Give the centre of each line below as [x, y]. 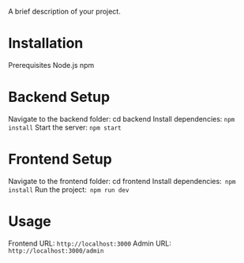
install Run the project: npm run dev [69, 190]
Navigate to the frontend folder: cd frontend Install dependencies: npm [122, 181]
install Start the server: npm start [65, 127]
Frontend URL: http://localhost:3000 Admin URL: [90, 243]
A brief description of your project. [64, 11]
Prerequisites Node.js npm [51, 65]
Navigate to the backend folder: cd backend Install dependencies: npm [122, 118]
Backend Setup [59, 97]
